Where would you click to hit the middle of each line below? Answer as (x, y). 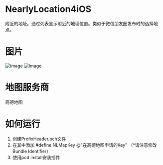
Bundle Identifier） (32, 151)
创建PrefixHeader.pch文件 (39, 139)
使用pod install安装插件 (36, 157)
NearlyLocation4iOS (48, 9)
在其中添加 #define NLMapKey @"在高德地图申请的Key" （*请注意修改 (84, 145)
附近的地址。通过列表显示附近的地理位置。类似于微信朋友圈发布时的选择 (79, 23)
